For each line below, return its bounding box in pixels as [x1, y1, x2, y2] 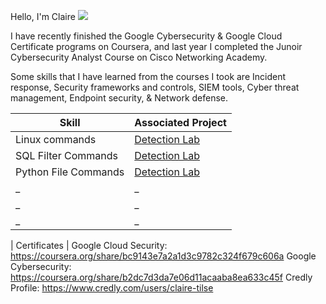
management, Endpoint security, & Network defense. [10, 92, 229, 104]
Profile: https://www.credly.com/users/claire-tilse [10, 282, 214, 294]
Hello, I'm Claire [10, 11, 76, 22]
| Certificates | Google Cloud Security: [10, 240, 168, 251]
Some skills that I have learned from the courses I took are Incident [10, 71, 287, 82]
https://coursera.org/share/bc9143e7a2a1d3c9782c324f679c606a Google [10, 250, 317, 262]
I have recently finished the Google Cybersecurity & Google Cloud [10, 30, 283, 42]
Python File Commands [15, 165, 125, 179]
